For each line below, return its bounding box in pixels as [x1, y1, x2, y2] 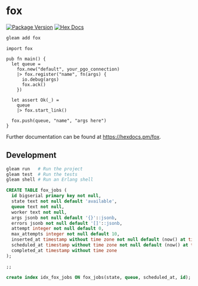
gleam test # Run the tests [6, 171, 78, 177]
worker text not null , [11, 209, 67, 215]
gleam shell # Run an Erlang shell [6, 177, 94, 183]
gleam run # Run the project [6, 166, 83, 172]
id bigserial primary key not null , [11, 193, 101, 199]
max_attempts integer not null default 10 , [11, 231, 120, 237]
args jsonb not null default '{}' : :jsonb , [11, 215, 117, 221]
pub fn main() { [6, 56, 46, 62]
